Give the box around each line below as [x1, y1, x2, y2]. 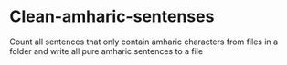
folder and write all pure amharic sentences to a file [9, 45, 204, 56]
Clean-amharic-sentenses [9, 6, 215, 27]
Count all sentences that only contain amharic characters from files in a [9, 36, 279, 47]
